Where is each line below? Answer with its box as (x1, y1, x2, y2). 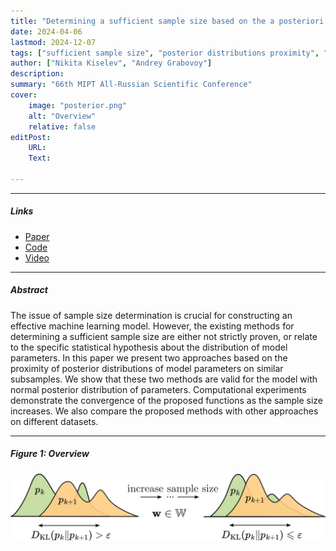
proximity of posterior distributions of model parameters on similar (10, 362, 284, 374)
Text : (28, 153, 52, 164)
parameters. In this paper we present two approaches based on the (10, 351, 288, 364)
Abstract (10, 284, 48, 296)
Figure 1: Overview (10, 448, 90, 460)
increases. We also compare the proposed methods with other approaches (10, 405, 319, 417)
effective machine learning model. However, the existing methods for (10, 320, 295, 332)
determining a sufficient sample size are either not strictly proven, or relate (10, 330, 318, 342)
